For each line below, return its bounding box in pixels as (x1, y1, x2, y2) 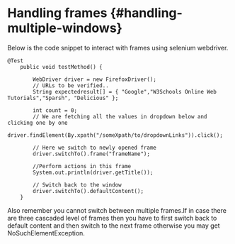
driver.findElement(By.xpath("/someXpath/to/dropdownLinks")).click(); (7, 131, 223, 139)
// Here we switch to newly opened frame (33, 144, 157, 151)
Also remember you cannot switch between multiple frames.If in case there (7, 206, 227, 214)
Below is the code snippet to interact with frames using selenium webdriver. (7, 43, 229, 52)
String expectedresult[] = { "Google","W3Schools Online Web (33, 88, 217, 95)
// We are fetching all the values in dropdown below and (33, 113, 207, 120)
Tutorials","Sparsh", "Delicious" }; (7, 94, 119, 101)
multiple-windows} (7, 20, 122, 36)
